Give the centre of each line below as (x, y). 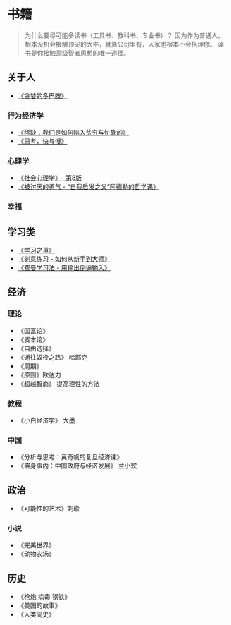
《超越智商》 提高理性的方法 (58, 383)
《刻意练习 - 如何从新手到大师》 (64, 259)
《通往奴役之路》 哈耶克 (52, 357)
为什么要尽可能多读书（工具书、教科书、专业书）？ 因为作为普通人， (124, 35)
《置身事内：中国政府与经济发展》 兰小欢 (77, 466)
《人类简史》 (36, 614)
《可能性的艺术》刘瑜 (48, 509)
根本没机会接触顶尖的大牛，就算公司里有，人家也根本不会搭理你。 (120, 44)
